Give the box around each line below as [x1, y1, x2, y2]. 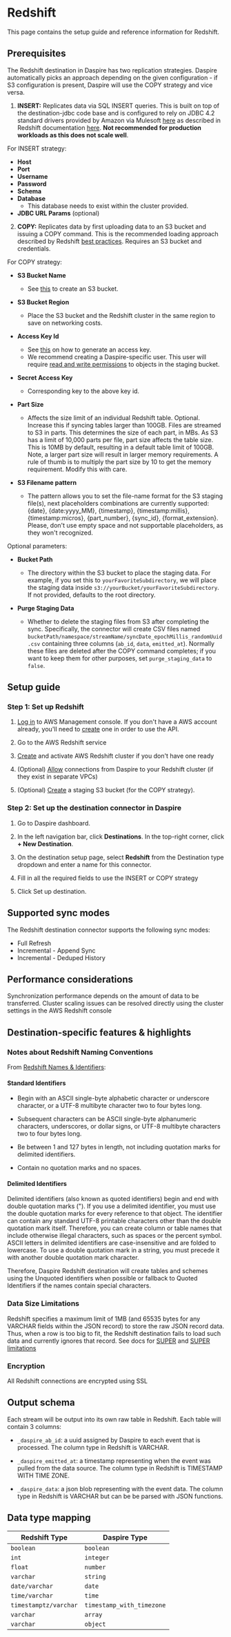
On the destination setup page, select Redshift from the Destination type [17, 853, 224, 861]
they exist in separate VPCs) [17, 772, 98, 781]
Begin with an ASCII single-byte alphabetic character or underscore [17, 1094, 210, 1102]
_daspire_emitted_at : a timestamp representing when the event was [17, 1456, 212, 1465]
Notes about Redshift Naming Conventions [7, 1047, 154, 1057]
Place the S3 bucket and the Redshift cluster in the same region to [27, 311, 216, 319]
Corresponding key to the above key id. [27, 387, 140, 395]
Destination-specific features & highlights [7, 1026, 192, 1038]
